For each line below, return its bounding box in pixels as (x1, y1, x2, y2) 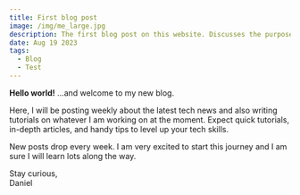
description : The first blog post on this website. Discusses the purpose (9, 30, 294, 38)
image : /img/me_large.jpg (9, 21, 105, 30)
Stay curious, (9, 167, 58, 179)
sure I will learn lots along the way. (9, 150, 137, 161)
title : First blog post (9, 13, 98, 22)
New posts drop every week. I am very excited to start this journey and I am (9, 140, 287, 152)
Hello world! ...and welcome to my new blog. (9, 87, 175, 98)
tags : (9, 47, 29, 55)
